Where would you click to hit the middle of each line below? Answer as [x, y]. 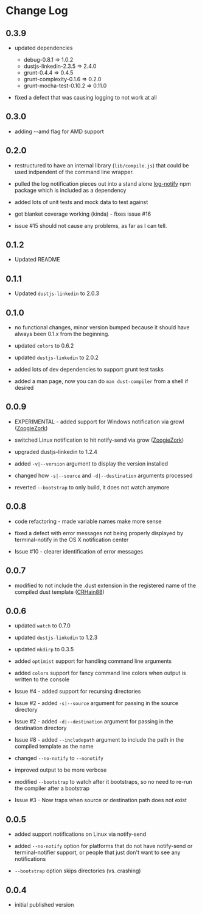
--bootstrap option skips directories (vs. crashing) [78, 871]
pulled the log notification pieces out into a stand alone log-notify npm [103, 183]
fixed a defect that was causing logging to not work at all [85, 97]
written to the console [42, 679]
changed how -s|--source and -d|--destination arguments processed [103, 475]
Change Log [37, 11]
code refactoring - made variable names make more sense [88, 521]
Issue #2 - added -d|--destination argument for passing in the [94, 722]
